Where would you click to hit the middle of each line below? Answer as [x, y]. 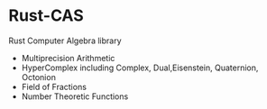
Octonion [38, 77]
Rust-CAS [46, 16]
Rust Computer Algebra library [65, 41]
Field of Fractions [54, 86]
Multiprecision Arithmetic [68, 58]
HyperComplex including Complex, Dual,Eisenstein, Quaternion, [140, 68]
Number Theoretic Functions [75, 96]
